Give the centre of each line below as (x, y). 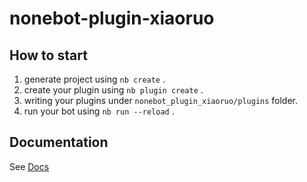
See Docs (29, 166)
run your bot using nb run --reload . (99, 111)
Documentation (59, 142)
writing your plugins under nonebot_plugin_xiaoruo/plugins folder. (161, 100)
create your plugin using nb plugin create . (113, 90)
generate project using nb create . (94, 79)
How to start (48, 55)
